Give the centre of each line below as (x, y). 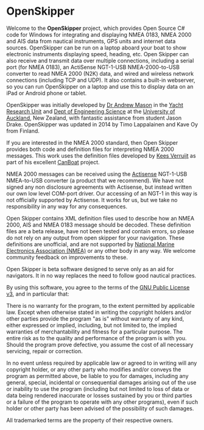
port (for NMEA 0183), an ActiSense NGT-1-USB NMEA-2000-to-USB (93, 67)
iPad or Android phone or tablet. (47, 93)
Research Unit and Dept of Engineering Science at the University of (91, 111)
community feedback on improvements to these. (67, 257)
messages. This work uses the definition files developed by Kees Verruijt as (101, 155)
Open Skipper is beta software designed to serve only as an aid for (90, 269)
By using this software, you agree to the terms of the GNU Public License (98, 287)
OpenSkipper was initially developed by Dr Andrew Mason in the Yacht (95, 104)
